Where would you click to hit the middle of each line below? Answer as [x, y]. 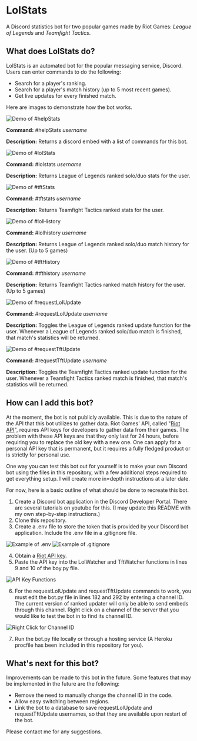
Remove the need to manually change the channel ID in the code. [94, 695]
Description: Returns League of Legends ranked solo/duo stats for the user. [98, 176]
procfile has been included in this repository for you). [79, 645]
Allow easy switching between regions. [62, 702]
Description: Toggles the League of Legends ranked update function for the [98, 325]
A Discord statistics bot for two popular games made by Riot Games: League [99, 27]
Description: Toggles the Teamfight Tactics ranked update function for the [96, 372]
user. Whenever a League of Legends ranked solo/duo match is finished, [94, 331]
